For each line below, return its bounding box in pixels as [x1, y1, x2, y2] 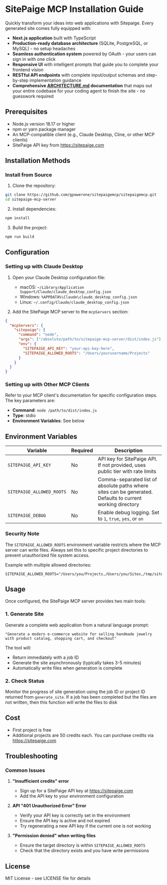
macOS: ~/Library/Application [19, 284, 84, 290]
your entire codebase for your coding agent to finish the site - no [12, 88, 146, 94]
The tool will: [5, 644, 31, 651]
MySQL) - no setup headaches [12, 45, 76, 51]
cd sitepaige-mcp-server [5, 197, 57, 202]
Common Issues [5, 767, 46, 774]
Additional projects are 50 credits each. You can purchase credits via [12, 732, 154, 738]
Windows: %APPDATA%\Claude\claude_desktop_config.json [19, 294, 138, 299]
